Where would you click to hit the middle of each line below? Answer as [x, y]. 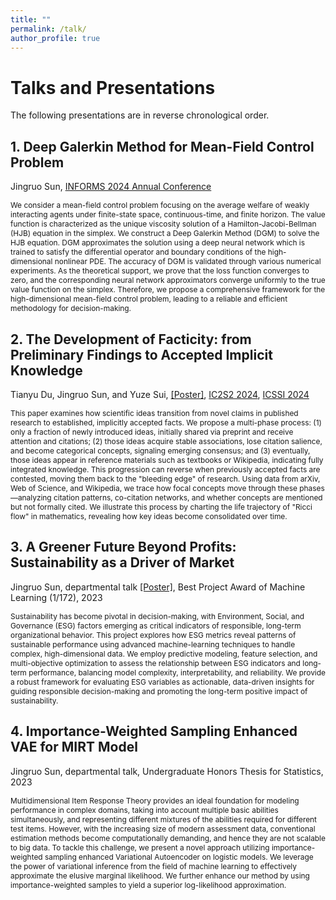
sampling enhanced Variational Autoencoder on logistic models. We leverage [179, 856]
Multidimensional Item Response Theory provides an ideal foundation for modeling [155, 800]
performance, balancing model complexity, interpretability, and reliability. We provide [177, 672]
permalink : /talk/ [48, 29]
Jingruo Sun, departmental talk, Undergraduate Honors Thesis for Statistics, [167, 771]
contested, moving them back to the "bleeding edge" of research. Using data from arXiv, [165, 478]
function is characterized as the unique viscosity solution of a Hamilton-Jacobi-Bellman [163, 224]
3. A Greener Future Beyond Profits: [123, 547]
